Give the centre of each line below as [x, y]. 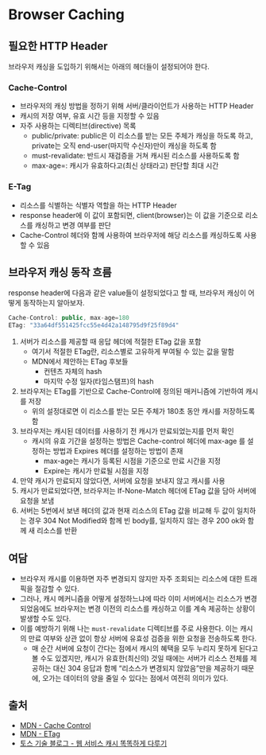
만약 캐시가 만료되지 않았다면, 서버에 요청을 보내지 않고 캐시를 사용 [122, 481]
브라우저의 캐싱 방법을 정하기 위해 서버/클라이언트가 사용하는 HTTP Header [137, 106]
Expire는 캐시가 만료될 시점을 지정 [96, 471]
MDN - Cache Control [55, 725]
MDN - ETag [40, 734]
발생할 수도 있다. [45, 618]
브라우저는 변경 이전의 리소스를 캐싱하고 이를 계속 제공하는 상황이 [155, 608]
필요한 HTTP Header [58, 46]
